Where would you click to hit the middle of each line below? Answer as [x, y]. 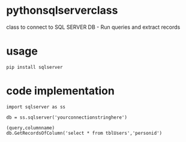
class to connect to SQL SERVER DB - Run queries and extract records [93, 27]
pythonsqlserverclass [62, 10]
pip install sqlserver [34, 67]
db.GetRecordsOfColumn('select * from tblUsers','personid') [84, 133]
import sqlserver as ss [36, 107]
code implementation [61, 91]
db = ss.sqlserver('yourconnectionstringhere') [67, 117]
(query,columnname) [31, 128]
